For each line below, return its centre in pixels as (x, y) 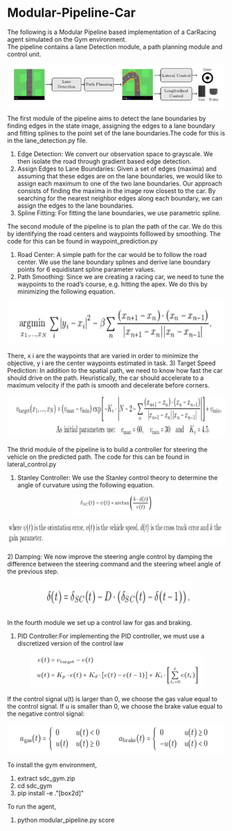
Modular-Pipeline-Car (72, 13)
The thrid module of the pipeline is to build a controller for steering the (107, 449)
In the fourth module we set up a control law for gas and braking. (100, 622)
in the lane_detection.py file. (47, 140)
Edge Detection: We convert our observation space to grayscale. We (115, 153)
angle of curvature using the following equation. (86, 485)
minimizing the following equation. (66, 291)
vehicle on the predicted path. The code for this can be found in (98, 457)
